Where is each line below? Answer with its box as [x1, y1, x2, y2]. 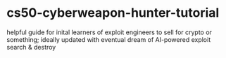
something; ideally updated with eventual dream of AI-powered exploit [6, 35, 211, 43]
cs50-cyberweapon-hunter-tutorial [6, 5, 220, 21]
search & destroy [6, 43, 56, 51]
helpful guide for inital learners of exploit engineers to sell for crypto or [6, 28, 213, 36]
